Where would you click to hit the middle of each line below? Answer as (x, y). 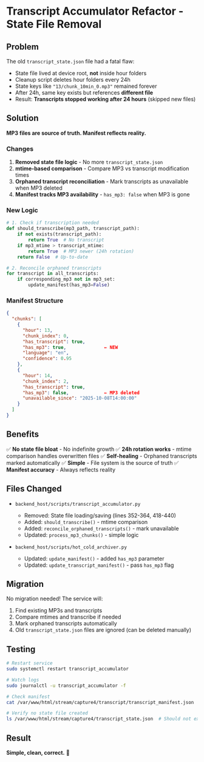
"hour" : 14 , (37, 376)
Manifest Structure (35, 300)
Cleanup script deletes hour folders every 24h (73, 80)
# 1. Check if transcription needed (53, 223)
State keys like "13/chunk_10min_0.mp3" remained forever (86, 86)
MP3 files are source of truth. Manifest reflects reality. (76, 133)
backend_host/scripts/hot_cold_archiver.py (71, 547)
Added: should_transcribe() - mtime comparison (86, 522)
